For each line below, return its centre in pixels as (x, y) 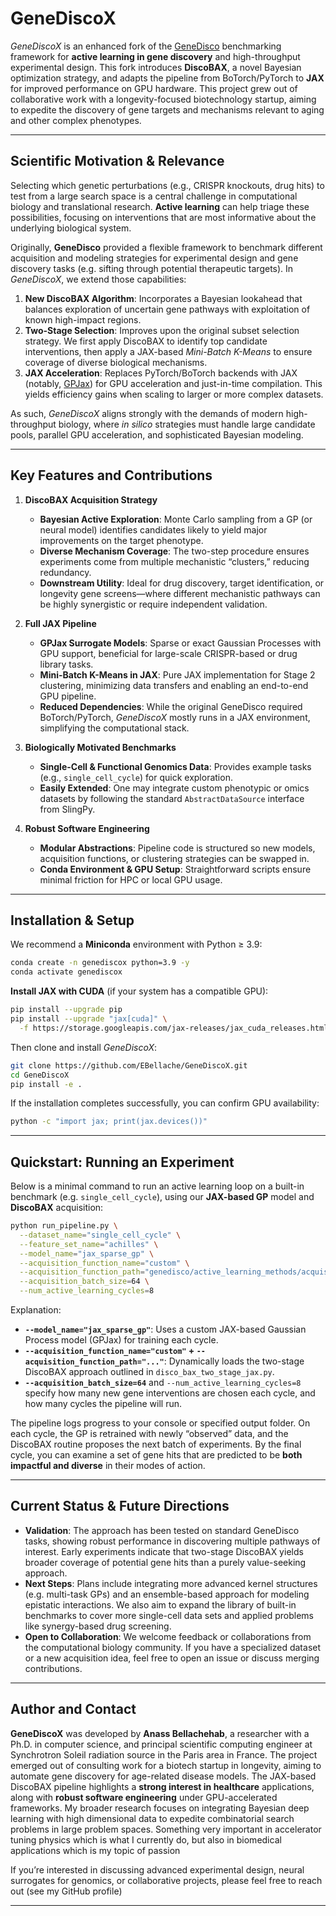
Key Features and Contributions (111, 475)
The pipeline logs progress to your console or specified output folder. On (160, 1423)
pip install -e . (46, 1084)
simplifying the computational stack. (114, 728)
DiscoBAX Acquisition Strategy (91, 499)
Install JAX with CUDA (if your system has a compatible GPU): (139, 991)
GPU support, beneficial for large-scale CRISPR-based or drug (168, 653)
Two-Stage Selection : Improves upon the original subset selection (162, 330)
